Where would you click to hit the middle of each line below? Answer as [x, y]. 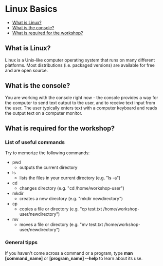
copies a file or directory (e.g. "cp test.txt [61, 209]
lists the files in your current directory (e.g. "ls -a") [70, 178]
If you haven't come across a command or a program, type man [69, 253]
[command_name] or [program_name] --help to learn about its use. [74, 258]
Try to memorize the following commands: [47, 153]
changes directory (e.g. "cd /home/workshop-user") [72, 188]
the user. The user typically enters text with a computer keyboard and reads [81, 108]
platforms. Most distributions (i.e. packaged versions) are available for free [80, 65]
